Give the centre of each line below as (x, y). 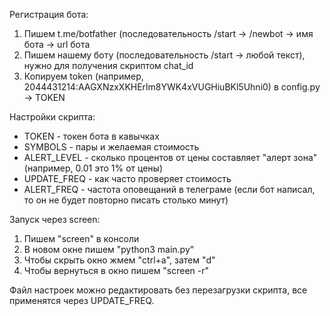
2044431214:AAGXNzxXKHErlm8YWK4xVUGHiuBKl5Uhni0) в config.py (172, 87)
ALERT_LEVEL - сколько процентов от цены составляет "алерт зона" (170, 157)
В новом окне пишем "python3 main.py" (109, 249)
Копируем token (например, (83, 76)
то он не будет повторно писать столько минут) (126, 200)
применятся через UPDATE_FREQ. (82, 300)
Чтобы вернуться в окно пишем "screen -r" (116, 270)
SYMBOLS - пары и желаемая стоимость (111, 147)
